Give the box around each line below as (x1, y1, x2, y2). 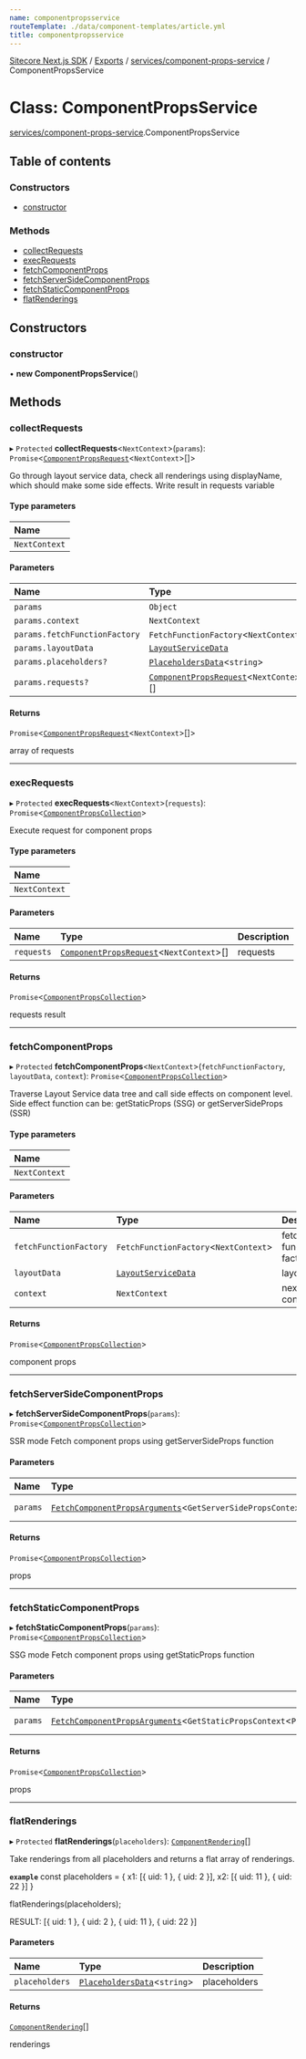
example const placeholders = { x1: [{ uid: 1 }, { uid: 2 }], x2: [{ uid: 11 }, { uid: (9, 1871, 292, 1882)
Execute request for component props (9, 825, 153, 836)
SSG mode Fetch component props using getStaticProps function (9, 1649, 255, 1660)
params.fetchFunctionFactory (14, 629, 140, 640)
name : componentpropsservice (9, 13, 120, 23)
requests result (9, 1009, 66, 1020)
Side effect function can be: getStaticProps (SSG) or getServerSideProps (9, 1098, 284, 1109)
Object (148, 602, 178, 612)
